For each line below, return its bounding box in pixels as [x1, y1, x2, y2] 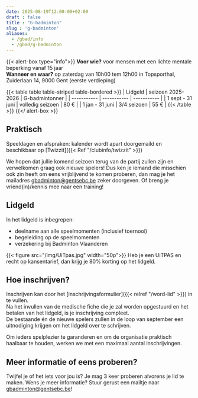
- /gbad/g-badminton [11, 42, 62, 48]
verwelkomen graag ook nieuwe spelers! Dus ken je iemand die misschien [6, 164, 186, 171]
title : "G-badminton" [6, 20, 62, 25]
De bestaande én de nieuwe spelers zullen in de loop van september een [6, 316, 184, 323]
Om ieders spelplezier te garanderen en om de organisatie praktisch [6, 333, 172, 341]
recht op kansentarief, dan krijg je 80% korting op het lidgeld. [6, 258, 156, 265]
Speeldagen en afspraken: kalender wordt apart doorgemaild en [6, 140, 163, 147]
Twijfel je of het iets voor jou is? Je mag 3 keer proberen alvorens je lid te [6, 373, 184, 380]
